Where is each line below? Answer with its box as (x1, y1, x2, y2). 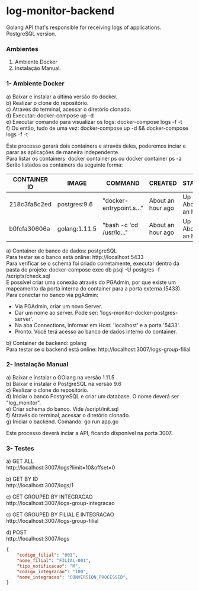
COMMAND (106, 179, 140, 187)
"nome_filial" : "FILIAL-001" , (17, 557, 92, 564)
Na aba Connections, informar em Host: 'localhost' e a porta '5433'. (14, 321, 181, 328)
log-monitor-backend (6, 4, 114, 18)
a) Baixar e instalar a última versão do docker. (6, 93, 118, 100)
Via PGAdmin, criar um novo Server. (14, 302, 102, 309)
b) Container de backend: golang (6, 339, 87, 346)
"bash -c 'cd (102, 221, 139, 229)
